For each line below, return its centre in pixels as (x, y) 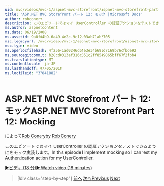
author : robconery (24, 19)
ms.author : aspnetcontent (31, 28)
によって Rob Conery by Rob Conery (41, 136)
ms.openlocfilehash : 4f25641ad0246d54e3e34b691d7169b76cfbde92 (71, 50)
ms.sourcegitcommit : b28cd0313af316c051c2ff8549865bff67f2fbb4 (71, 55)
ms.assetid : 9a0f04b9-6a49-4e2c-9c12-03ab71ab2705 (58, 37)
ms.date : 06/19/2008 (26, 32)
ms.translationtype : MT (29, 60)
